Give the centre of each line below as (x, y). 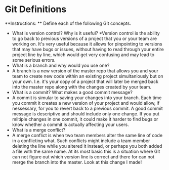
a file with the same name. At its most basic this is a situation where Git (86, 151)
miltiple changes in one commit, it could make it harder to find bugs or (85, 119)
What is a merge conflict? (39, 130)
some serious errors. (34, 60)
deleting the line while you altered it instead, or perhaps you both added (87, 146)
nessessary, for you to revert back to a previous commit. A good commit (87, 108)
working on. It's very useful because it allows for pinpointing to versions (87, 44)
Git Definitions (36, 9)
